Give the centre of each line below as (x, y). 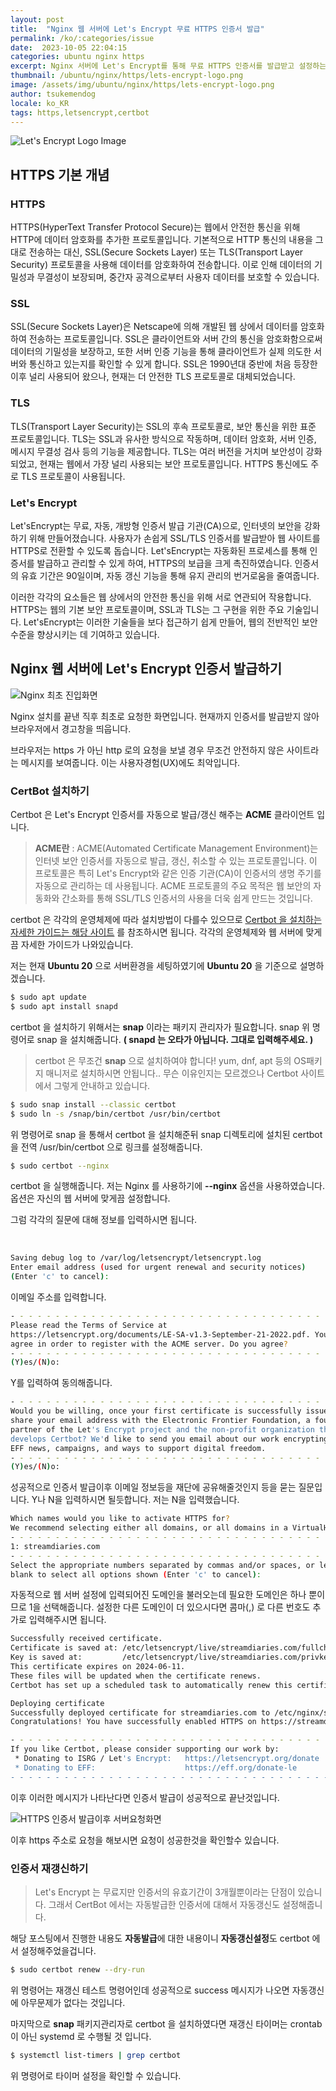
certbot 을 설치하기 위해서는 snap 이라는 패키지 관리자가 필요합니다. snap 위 (160, 1027)
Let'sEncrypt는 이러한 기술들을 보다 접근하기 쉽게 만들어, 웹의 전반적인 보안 (170, 622)
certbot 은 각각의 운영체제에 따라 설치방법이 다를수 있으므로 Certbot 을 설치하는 (166, 920)
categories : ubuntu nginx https (77, 57)
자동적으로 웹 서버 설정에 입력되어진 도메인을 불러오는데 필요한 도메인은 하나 (158, 1595)
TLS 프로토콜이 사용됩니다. (73, 476)
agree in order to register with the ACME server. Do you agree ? (149, 1344)
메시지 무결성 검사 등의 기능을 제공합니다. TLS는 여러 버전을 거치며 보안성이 (157, 451)
